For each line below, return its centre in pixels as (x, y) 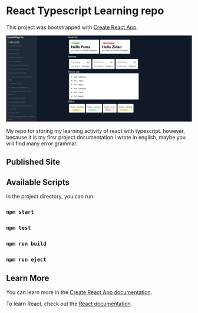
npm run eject (26, 259)
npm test (19, 228)
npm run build (26, 244)
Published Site (33, 162)
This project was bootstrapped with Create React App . (72, 27)
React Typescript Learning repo (85, 11)
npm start (20, 212)
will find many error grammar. (42, 144)
